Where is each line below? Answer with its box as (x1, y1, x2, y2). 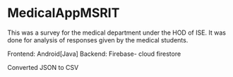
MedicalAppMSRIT (7, 5, 120, 21)
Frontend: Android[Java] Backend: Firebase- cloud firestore (7, 49, 181, 58)
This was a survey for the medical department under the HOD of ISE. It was (7, 28, 226, 37)
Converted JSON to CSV (7, 63, 79, 71)
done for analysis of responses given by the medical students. (7, 35, 189, 44)
